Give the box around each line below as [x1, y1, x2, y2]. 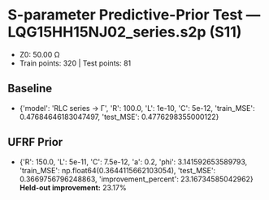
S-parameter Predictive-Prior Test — [7, 6, 261, 24]
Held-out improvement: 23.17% [19, 182, 127, 192]
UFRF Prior [7, 135, 63, 149]
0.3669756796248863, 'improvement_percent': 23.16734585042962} [19, 174, 254, 184]
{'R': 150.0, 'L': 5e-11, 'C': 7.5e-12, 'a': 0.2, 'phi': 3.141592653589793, [19, 156, 248, 167]
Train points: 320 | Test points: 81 [19, 58, 132, 68]
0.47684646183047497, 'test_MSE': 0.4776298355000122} [19, 112, 219, 121]
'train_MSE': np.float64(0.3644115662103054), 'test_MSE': [19, 165, 216, 175]
